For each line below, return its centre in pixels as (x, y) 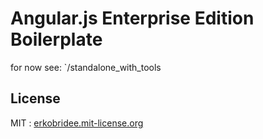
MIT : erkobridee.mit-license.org (77, 123)
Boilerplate (56, 39)
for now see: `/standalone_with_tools (86, 67)
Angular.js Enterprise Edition (132, 18)
